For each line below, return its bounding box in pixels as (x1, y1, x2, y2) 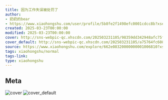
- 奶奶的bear (5, 16, 30, 21)
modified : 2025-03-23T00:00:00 (5, 30, 70, 35)
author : (5, 12, 21, 17)
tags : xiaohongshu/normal (5, 49, 59, 54)
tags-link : (5, 53, 28, 59)
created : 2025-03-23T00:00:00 (5, 26, 68, 31)
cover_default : (5, 40, 37, 45)
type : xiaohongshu (5, 58, 43, 63)
